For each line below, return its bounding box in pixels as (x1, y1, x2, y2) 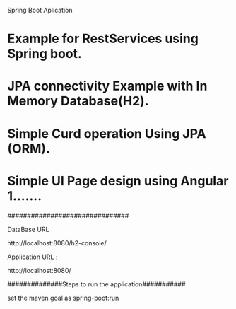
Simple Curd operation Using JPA (7, 125, 206, 141)
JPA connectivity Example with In (7, 78, 208, 94)
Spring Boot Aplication (7, 6, 73, 14)
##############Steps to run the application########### (7, 279, 186, 288)
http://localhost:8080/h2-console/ (7, 238, 107, 247)
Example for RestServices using (7, 31, 199, 47)
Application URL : (7, 252, 58, 261)
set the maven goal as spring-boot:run (7, 293, 119, 302)
